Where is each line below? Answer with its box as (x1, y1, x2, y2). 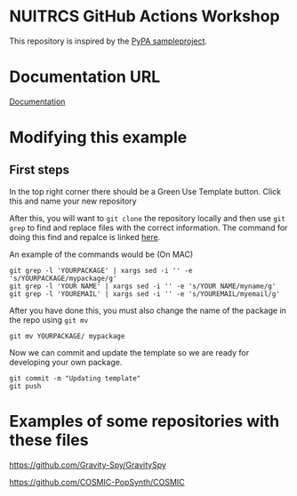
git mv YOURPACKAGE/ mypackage (9, 332, 125, 340)
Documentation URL (9, 67, 161, 87)
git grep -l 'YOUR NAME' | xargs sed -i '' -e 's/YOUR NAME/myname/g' (9, 282, 277, 291)
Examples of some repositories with (9, 412, 280, 432)
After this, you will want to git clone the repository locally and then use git (9, 212, 286, 223)
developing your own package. (9, 356, 123, 367)
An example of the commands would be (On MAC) (9, 249, 194, 260)
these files (9, 430, 89, 451)
